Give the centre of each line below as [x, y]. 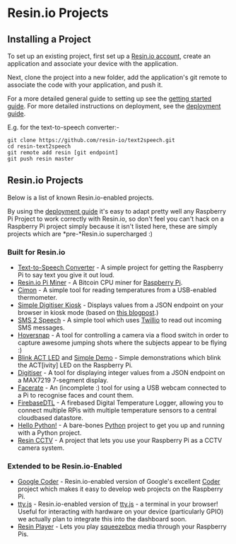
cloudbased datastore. [50, 418]
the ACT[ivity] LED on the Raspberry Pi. [75, 365]
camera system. [41, 448]
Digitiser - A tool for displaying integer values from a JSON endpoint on [121, 373]
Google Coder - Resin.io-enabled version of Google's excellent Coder [119, 482]
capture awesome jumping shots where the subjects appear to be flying [122, 343]
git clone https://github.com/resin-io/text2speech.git [91, 140]
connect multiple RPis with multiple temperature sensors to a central [117, 410]
